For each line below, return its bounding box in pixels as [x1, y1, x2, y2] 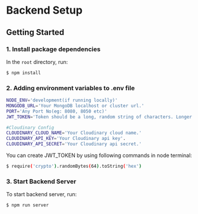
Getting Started [6, 27, 65, 37]
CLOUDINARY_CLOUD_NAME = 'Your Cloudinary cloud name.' [6, 130, 142, 136]
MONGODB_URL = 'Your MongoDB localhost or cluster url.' [6, 103, 145, 108]
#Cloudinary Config [6, 124, 55, 130]
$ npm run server [6, 202, 49, 208]
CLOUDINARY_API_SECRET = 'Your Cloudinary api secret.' [6, 141, 142, 147]
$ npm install [6, 69, 41, 76]
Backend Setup [6, 4, 83, 17]
